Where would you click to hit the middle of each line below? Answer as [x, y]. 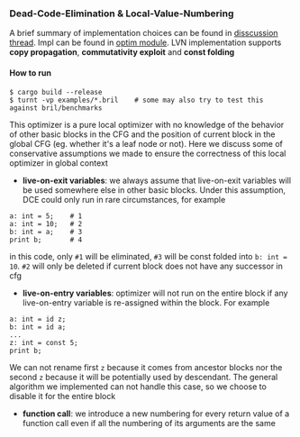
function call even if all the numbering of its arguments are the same [149, 423]
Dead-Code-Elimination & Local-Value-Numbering [122, 14]
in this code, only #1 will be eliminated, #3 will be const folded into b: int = [149, 256]
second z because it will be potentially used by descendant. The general [144, 377]
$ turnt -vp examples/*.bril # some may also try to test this [136, 100]
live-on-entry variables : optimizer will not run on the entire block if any [155, 293]
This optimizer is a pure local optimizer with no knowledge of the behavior [147, 124]
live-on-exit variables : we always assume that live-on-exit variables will [156, 180]
